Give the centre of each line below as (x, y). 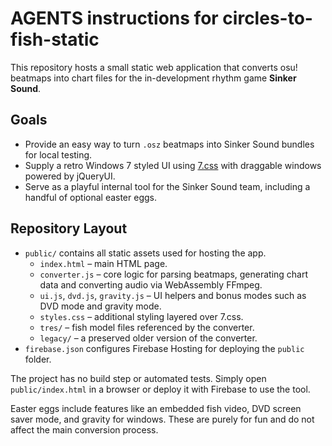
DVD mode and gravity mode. (100, 306)
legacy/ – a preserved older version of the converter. (148, 338)
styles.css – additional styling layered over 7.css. (141, 316)
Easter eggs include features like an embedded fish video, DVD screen (156, 408)
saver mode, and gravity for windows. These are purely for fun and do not (162, 419)
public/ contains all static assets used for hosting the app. (145, 253)
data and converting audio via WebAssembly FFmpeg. (151, 284)
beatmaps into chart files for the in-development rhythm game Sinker (153, 78)
